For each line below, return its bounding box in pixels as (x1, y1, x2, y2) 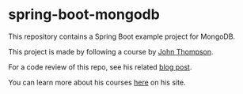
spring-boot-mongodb (8, 6, 160, 24)
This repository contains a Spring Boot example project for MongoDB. (8, 32, 236, 41)
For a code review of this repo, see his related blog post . (8, 62, 192, 72)
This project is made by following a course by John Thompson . (8, 47, 214, 56)
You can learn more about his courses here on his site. (8, 77, 186, 87)
